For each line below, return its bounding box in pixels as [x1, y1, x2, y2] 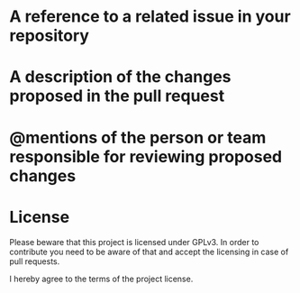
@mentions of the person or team [9, 127, 267, 148]
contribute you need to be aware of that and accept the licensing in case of [9, 246, 289, 257]
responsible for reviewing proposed [9, 146, 282, 167]
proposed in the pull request [9, 86, 225, 106]
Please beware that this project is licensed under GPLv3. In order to [9, 236, 259, 247]
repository [9, 25, 90, 46]
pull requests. [9, 255, 60, 267]
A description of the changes [9, 67, 232, 87]
